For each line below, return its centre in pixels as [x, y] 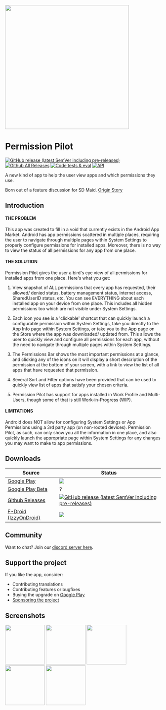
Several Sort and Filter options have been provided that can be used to [84, 379]
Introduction [25, 206]
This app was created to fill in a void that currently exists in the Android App [82, 229]
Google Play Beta [28, 489]
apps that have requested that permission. [55, 370]
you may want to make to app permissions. [49, 443]
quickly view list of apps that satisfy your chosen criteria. [70, 385]
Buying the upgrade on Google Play [48, 595]
